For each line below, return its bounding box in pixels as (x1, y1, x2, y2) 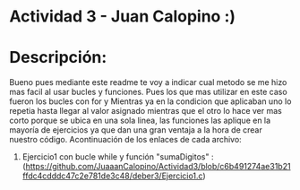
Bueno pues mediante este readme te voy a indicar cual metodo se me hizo (9, 77, 287, 88)
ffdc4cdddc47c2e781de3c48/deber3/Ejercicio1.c (21, 170, 203, 181)
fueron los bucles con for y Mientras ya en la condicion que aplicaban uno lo (9, 96, 292, 107)
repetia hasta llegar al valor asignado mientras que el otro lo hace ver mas (9, 106, 282, 117)
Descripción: (9, 47, 107, 68)
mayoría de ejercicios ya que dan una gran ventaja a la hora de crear (9, 125, 262, 135)
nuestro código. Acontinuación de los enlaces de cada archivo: (9, 134, 242, 145)
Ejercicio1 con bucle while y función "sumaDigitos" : (21, 151, 214, 162)
